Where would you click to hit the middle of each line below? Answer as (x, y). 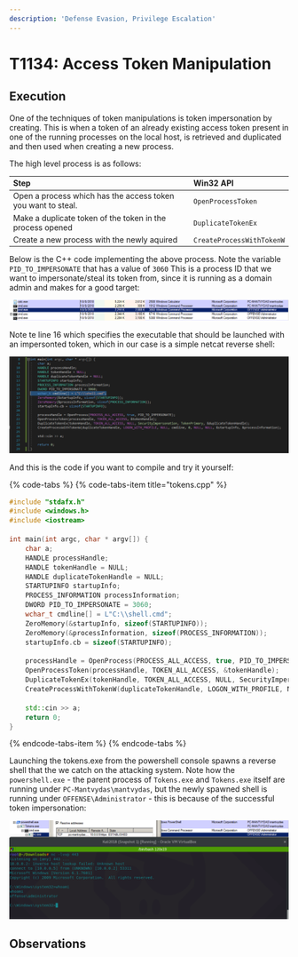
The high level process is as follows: (75, 163)
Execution (38, 96)
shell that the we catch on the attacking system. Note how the (122, 770)
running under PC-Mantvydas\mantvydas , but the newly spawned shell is (138, 789)
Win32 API (214, 183)
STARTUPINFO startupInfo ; (73, 586)
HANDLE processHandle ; (67, 558)
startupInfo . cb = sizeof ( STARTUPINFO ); (99, 642)
